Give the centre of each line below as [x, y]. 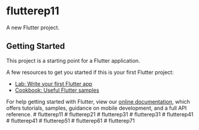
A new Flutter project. [33, 27]
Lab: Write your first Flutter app [54, 83]
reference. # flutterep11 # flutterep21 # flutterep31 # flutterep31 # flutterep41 [100, 114]
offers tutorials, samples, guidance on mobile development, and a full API [97, 108]
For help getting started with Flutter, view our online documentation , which [98, 101]
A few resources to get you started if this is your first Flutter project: [90, 72]
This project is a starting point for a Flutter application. [73, 60]
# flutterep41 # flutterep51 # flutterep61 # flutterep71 [70, 120]
